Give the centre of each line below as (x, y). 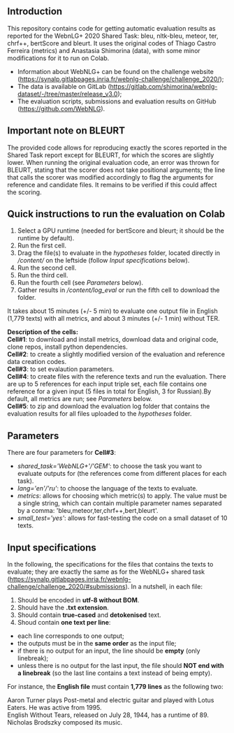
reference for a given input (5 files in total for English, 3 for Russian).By (109, 391)
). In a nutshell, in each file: (164, 587)
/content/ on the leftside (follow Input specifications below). (103, 261)
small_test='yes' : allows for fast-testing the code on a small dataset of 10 (122, 518)
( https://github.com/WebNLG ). (61, 108)
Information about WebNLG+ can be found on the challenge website (116, 71)
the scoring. (24, 192)
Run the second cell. (47, 268)
